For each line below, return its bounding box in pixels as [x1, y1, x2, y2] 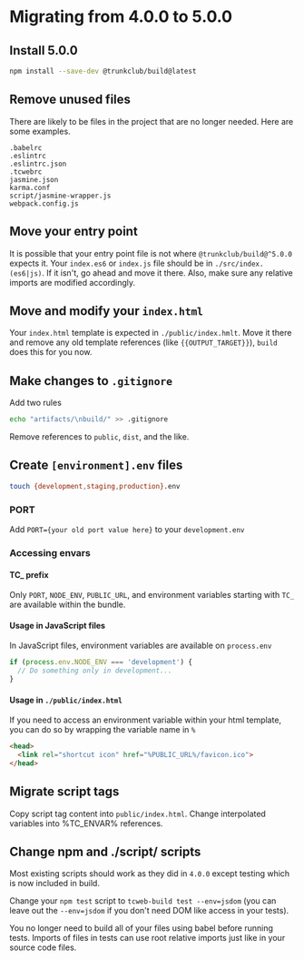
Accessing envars [9, 546, 91, 559]
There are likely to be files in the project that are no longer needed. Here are [9, 116, 294, 126]
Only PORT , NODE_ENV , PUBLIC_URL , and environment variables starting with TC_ [9, 590, 295, 601]
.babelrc [9, 143, 43, 152]
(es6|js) [9, 268, 43, 278]
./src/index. [214, 259, 264, 268]
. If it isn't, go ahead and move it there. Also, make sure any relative [42, 267, 293, 278]
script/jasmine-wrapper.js [9, 191, 112, 200]
